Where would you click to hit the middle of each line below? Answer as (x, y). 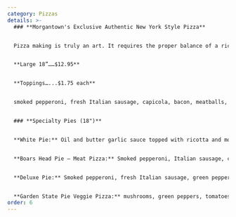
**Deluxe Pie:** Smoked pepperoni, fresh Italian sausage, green (111, 177)
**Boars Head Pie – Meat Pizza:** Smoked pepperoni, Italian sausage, (119, 159)
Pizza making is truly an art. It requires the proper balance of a (116, 46)
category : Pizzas (33, 14)
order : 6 (20, 203)
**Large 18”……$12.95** (47, 65)
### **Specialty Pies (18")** (58, 121)
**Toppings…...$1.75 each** (55, 84)
